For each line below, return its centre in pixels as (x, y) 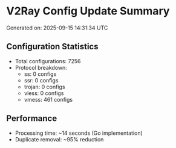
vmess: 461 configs (48, 99)
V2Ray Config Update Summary (88, 11)
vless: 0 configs (44, 93)
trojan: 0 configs (44, 87)
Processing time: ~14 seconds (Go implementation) (79, 133)
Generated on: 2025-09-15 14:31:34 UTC (57, 28)
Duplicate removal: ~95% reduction (59, 139)
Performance (32, 119)
